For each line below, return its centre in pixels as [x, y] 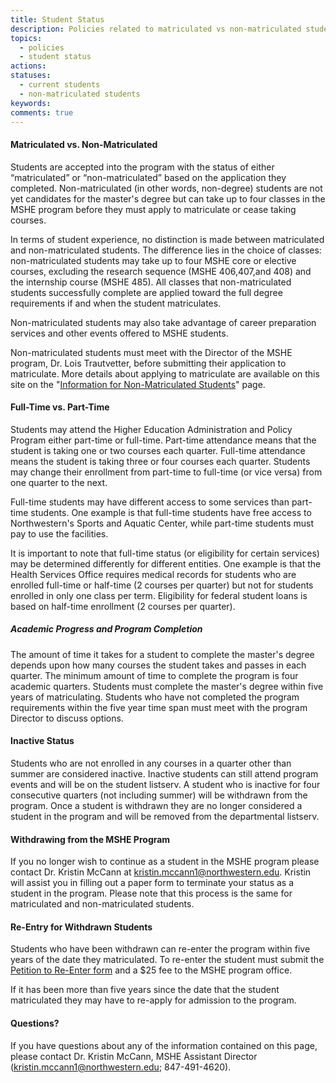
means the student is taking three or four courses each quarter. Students [160, 461]
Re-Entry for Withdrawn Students [81, 927]
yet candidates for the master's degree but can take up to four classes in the [168, 198]
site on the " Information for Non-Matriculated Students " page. [138, 384]
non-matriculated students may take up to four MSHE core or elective [153, 260]
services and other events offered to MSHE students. [119, 333]
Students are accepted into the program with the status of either [142, 167]
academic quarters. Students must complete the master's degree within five [167, 686]
